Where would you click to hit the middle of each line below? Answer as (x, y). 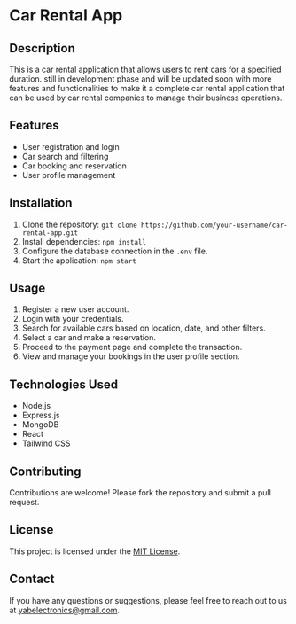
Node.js (36, 406)
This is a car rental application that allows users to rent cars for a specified (145, 69)
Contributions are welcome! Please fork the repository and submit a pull (140, 493)
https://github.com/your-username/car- (214, 225)
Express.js (41, 415)
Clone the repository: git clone (79, 224)
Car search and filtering (65, 156)
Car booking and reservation (74, 166)
